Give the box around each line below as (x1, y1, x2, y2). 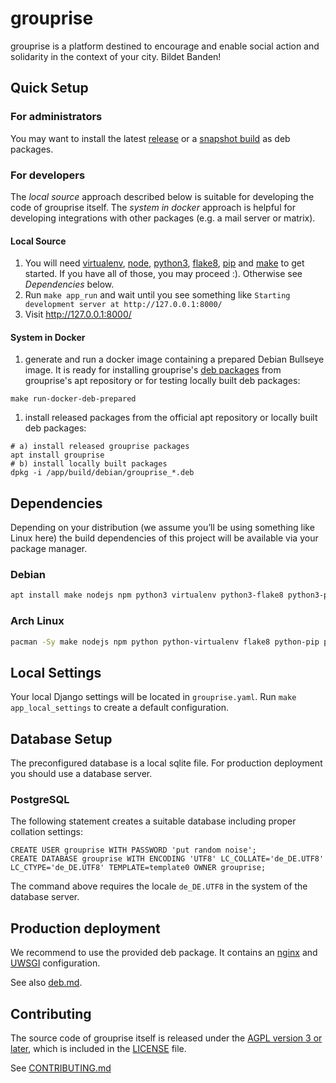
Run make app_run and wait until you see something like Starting (24, 289, 291, 301)
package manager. (10, 543, 88, 555)
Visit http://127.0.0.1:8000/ (24, 308, 132, 321)
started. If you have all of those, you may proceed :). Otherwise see (24, 268, 303, 280)
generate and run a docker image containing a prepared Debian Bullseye (24, 353, 325, 366)
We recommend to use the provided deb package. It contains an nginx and (10, 947, 318, 959)
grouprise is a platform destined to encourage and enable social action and (10, 40, 320, 52)
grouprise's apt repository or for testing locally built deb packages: (24, 375, 301, 387)
